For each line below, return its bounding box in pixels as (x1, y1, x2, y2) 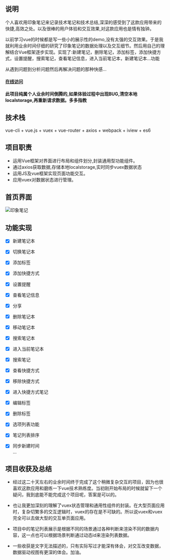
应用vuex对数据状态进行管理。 (12, 176, 76, 182)
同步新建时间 (12, 443, 39, 449)
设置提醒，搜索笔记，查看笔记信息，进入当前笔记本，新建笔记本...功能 (14, 55, 160, 61)
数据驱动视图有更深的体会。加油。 (12, 549, 84, 555)
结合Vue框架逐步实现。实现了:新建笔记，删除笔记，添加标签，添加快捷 (9, 49, 157, 55)
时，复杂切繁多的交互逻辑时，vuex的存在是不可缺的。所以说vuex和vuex (12, 509, 163, 515)
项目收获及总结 (5, 464, 52, 473)
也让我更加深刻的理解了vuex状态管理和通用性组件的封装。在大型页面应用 (12, 502, 165, 508)
